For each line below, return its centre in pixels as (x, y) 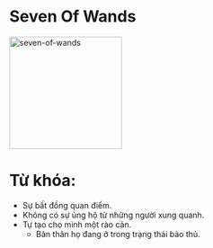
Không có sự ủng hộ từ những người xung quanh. (113, 215)
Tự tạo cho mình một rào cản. (77, 224)
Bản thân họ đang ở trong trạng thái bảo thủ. (118, 234)
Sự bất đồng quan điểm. (67, 205)
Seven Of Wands (73, 17)
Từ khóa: (43, 181)
